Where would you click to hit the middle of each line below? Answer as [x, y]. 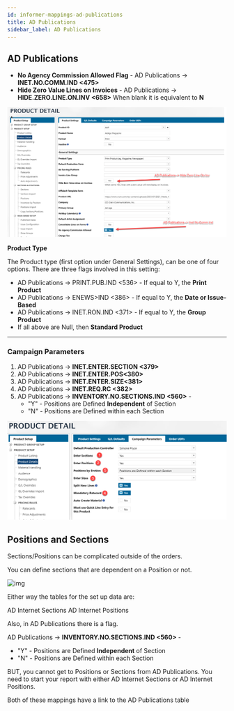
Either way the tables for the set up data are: [71, 597]
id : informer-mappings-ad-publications [65, 15]
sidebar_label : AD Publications [54, 29]
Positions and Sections [58, 539]
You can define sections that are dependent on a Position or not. [100, 569]
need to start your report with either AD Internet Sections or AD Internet [110, 679]
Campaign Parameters [46, 351]
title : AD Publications [42, 22]
